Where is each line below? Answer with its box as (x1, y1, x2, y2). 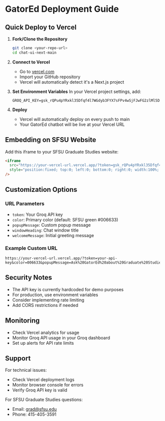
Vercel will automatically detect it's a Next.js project (19, 79, 124, 85)
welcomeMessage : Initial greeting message (12, 232, 94, 238)
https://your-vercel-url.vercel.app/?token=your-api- (5, 256, 118, 261)
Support (5, 354, 31, 362)
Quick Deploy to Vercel (5, 23, 77, 31)
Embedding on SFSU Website (5, 136, 97, 144)
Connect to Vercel (12, 59, 50, 65)
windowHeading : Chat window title (12, 227, 79, 233)
